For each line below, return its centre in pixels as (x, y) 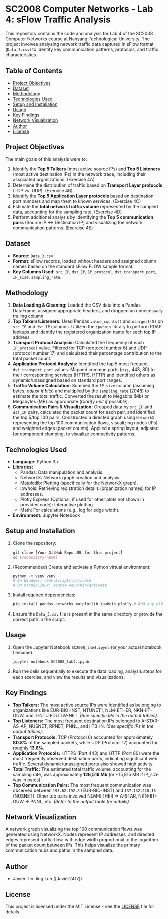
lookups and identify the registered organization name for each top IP (84, 332)
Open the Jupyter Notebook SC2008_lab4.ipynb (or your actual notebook (87, 647)
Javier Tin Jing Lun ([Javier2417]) (47, 879)
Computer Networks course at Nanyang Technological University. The (78, 39)
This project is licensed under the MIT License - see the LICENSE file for (80, 906)
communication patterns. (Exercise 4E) (53, 228)
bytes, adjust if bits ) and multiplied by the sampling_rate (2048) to (81, 391)
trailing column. (29, 316)
